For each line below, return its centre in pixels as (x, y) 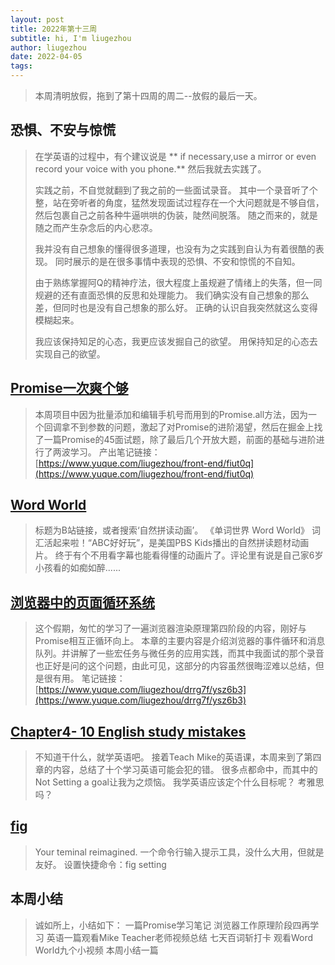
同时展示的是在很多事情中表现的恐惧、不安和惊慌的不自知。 (177, 261)
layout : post (37, 19)
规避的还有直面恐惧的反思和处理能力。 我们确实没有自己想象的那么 (172, 295)
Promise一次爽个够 (69, 388)
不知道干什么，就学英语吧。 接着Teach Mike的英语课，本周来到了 (169, 757)
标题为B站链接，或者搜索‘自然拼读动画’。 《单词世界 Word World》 (172, 530)
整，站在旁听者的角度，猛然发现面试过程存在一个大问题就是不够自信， (179, 202)
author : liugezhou (48, 47)
